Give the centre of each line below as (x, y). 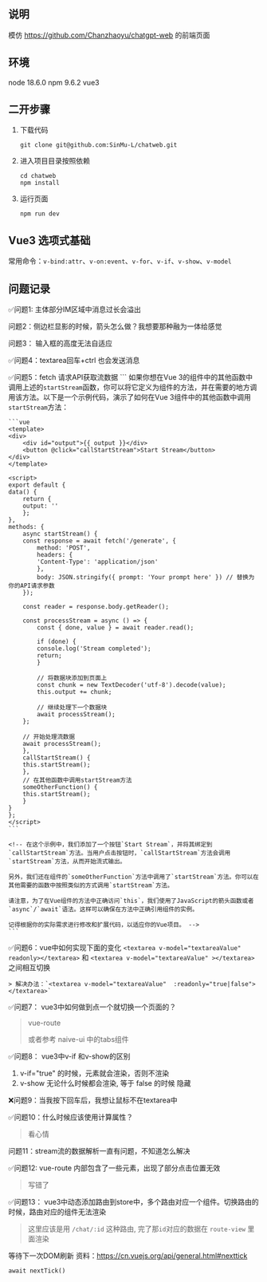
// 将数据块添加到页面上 (72, 678)
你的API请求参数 (31, 586)
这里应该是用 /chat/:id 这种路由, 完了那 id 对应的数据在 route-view (136, 1229)
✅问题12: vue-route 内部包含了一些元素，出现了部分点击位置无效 (114, 1168)
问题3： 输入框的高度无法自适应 (61, 343)
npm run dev (39, 214)
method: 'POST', (64, 548)
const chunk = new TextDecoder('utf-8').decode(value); (132, 685)
